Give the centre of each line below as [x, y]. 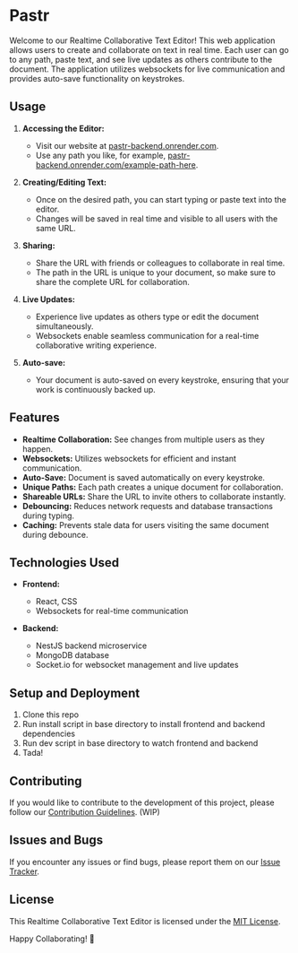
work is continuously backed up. [96, 389]
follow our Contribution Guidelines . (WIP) [85, 812]
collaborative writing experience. [96, 345]
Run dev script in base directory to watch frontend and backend [140, 743]
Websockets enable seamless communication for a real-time [147, 335]
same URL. [55, 228]
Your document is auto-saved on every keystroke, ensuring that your [162, 380]
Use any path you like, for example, [101, 155]
